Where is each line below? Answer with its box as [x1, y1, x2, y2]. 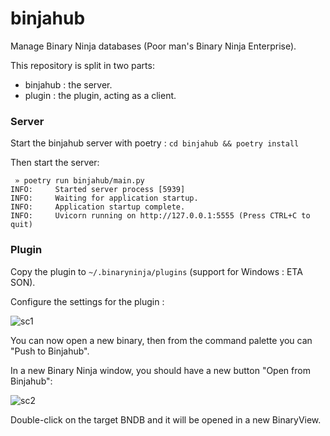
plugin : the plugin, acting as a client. [24, 89, 177, 101]
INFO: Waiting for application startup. [10, 193, 199, 204]
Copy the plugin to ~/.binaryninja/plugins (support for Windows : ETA [10, 265, 303, 277]
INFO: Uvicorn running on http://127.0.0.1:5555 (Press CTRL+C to [10, 211, 311, 221]
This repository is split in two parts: [10, 59, 155, 71]
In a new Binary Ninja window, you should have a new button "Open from [10, 364, 311, 376]
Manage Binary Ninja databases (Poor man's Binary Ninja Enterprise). [10, 40, 297, 52]
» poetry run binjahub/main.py [14, 176, 145, 186]
